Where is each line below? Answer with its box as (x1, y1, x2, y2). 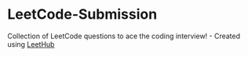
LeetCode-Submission (7, 5, 158, 23)
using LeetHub (7, 39, 55, 48)
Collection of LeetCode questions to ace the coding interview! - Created (7, 31, 241, 41)
